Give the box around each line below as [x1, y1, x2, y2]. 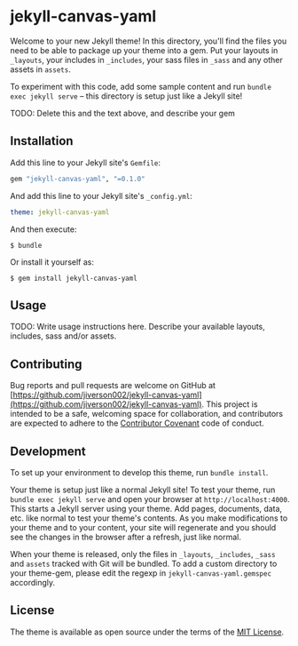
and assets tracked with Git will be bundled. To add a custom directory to [10, 558, 278, 569]
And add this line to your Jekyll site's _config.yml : [10, 190, 193, 201]
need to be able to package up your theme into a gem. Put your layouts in [10, 44, 278, 55]
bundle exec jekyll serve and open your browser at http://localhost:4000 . [10, 493, 290, 504]
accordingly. [10, 577, 56, 587]
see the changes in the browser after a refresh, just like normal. [10, 531, 242, 542]
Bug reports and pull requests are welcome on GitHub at [10, 380, 216, 391]
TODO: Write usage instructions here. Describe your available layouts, [10, 322, 265, 332]
